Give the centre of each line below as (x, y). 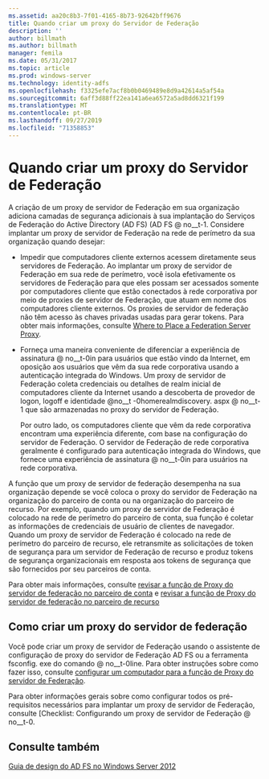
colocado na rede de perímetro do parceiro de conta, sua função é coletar (131, 517)
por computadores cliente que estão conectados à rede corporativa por (139, 291)
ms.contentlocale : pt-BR (50, 113)
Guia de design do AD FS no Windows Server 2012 (92, 766)
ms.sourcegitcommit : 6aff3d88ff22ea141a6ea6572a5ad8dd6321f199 (116, 98)
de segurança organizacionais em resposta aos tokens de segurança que (130, 560)
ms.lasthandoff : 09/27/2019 (55, 121)
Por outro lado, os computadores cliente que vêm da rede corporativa (135, 425)
